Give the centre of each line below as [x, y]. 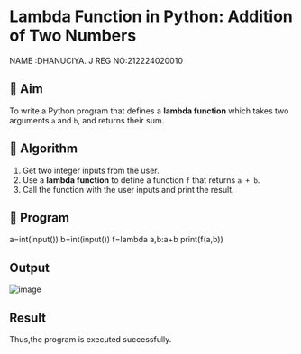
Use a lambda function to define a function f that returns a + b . [141, 180]
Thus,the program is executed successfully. [91, 339]
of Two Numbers [73, 36]
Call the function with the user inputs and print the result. [128, 189]
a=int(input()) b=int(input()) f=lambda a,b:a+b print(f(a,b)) [116, 240]
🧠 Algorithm [44, 149]
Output [29, 268]
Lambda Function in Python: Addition [151, 17]
